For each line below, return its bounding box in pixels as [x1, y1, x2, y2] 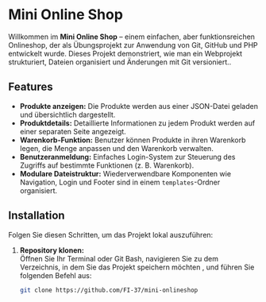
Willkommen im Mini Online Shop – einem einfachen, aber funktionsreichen [8, 32, 256, 41]
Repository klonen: [19, 245, 85, 255]
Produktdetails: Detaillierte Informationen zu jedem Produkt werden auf [19, 118, 256, 128]
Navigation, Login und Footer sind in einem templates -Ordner [19, 177, 221, 187]
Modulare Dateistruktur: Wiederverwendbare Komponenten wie [19, 168, 232, 178]
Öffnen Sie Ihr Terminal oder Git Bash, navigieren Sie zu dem [19, 254, 218, 263]
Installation [8, 209, 65, 223]
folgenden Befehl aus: [19, 270, 92, 280]
